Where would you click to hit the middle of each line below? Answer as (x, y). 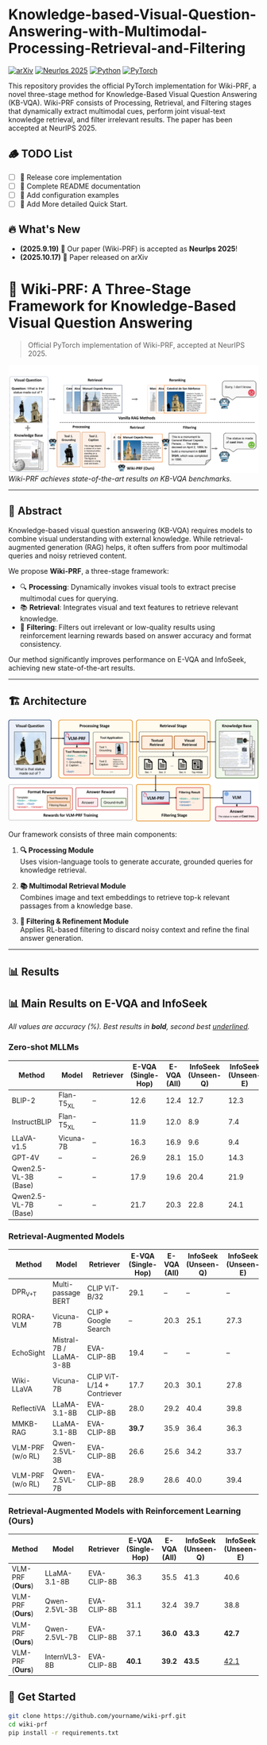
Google (99, 1321)
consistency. (41, 644)
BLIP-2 (23, 1100)
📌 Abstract (35, 511)
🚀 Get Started (42, 1697)
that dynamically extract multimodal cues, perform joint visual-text (117, 111)
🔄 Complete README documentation (80, 186)
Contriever (104, 1393)
